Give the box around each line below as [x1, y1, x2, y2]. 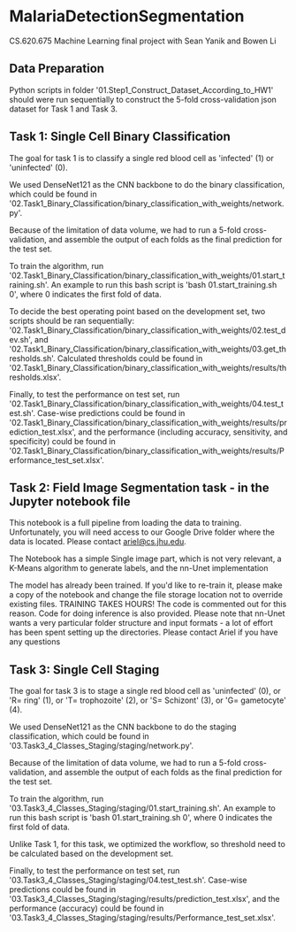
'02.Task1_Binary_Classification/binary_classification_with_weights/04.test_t [9, 398, 285, 409]
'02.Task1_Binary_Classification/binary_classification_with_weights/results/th [9, 362, 287, 373]
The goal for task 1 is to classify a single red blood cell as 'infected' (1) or [9, 152, 274, 163]
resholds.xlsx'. [9, 372, 62, 382]
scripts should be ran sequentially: [9, 315, 135, 326]
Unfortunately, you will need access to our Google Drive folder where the [9, 527, 276, 537]
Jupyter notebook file [9, 494, 131, 509]
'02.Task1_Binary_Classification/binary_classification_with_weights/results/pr [9, 417, 287, 427]
